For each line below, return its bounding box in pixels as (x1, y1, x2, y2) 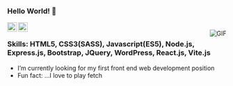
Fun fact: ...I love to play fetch (17, 71, 103, 79)
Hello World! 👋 (7, 6, 57, 16)
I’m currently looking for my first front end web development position (17, 64, 215, 72)
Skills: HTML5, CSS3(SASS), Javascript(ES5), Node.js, (7, 40, 195, 49)
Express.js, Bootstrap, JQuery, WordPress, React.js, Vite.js (7, 48, 211, 58)
